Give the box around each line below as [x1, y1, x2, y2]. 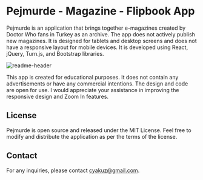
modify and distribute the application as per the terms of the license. [6, 133, 178, 140]
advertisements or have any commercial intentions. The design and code [6, 80, 188, 87]
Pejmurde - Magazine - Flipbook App [6, 4, 195, 18]
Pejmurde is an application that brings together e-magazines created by [6, 24, 186, 32]
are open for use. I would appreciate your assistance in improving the [6, 86, 179, 93]
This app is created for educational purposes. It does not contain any [6, 73, 179, 81]
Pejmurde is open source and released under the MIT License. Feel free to [6, 126, 192, 134]
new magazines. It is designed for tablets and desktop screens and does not [6, 37, 197, 44]
